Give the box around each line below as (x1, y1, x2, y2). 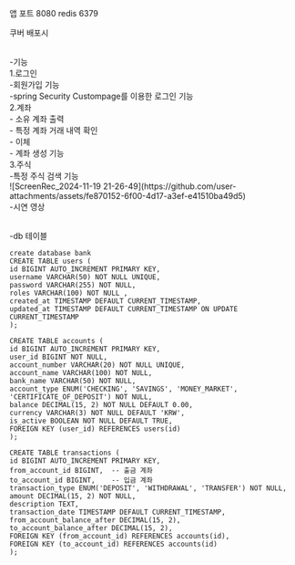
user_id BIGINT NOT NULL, (9, 352, 107, 361)
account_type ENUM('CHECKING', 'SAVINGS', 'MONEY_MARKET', (9, 384, 239, 393)
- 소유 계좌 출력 (9, 113, 65, 124)
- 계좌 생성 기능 (9, 148, 65, 158)
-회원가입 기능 (9, 79, 60, 89)
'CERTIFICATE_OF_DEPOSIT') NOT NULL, (9, 392, 153, 402)
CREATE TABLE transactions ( (9, 448, 120, 457)
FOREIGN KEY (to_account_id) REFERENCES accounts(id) (9, 539, 219, 549)
